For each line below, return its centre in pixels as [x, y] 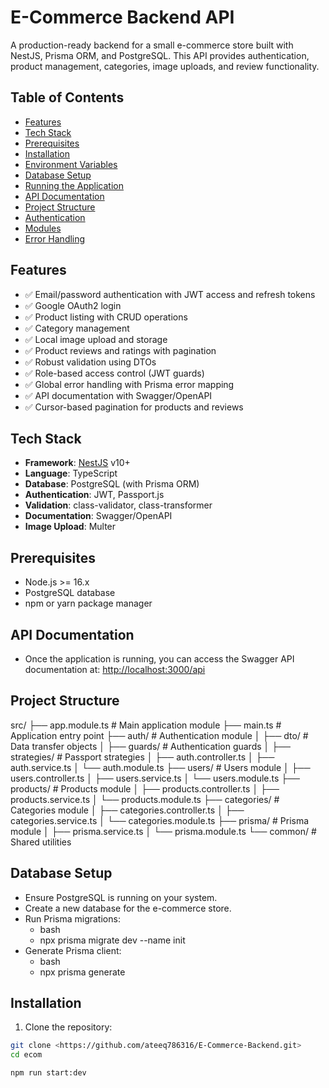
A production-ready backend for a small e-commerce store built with [152, 45]
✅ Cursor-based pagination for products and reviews [134, 407]
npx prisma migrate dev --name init [112, 940]
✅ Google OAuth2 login [73, 305]
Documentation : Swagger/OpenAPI [98, 516]
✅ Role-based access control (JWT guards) [114, 373]
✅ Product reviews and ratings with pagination [120, 350]
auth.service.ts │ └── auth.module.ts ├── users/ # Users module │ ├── [160, 767]
